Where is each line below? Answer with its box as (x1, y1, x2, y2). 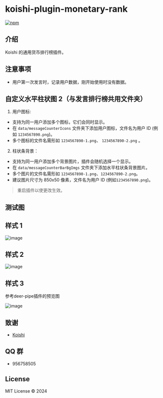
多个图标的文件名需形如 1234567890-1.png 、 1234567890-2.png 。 (12, 138, 143, 144)
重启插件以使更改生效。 (17, 187, 65, 193)
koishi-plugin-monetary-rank (5, 3, 128, 15)
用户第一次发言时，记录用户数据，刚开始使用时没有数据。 (12, 79, 129, 85)
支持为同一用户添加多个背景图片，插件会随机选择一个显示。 (12, 158, 133, 164)
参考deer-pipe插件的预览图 (5, 293, 60, 299)
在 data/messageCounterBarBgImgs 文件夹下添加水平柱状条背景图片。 (12, 165, 150, 171)
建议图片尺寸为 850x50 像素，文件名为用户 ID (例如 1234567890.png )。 (12, 177, 154, 183)
